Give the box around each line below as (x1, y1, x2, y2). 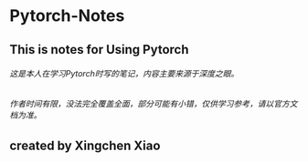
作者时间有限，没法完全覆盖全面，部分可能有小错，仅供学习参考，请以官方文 (9, 97, 298, 109)
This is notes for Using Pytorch (9, 42, 189, 57)
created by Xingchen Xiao (9, 138, 161, 154)
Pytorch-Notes (9, 5, 125, 26)
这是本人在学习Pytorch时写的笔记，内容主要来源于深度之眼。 (9, 68, 239, 79)
